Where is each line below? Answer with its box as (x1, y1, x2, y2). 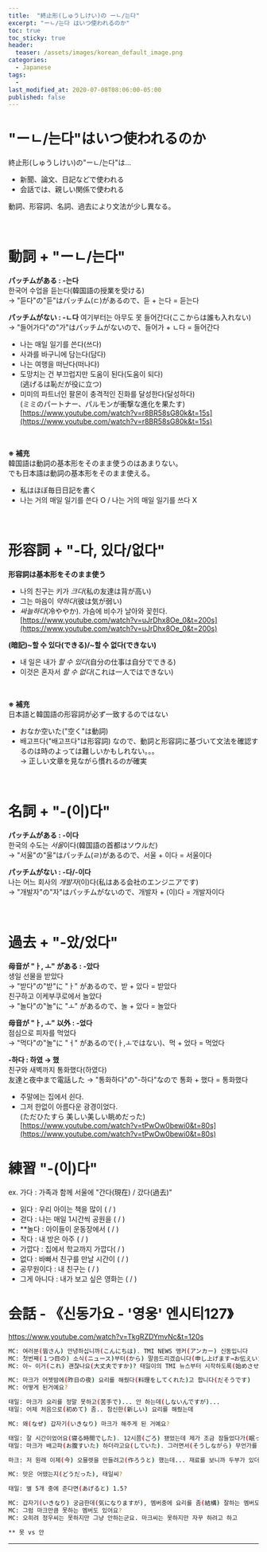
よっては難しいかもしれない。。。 (54, 747, 159, 756)
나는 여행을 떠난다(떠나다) (19, 359, 100, 369)
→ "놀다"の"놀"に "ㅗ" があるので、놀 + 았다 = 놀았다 (8, 1001, 177, 1010)
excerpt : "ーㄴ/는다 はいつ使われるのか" (8, 19, 130, 27)
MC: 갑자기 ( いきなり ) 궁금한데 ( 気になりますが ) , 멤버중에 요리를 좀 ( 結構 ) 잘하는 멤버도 (8, 1499, 261, 1507)
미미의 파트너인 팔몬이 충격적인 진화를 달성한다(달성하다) (19, 390, 195, 399)
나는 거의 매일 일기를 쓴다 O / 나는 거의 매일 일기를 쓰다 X (19, 496, 197, 505)
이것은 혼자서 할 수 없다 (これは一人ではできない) (19, 667, 174, 677)
